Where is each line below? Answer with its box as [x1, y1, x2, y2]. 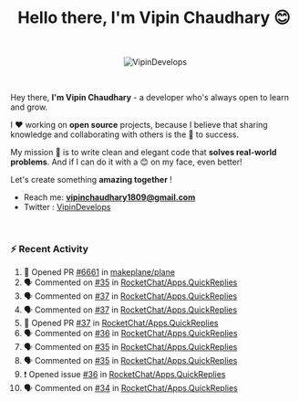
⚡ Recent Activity [10, 242, 89, 255]
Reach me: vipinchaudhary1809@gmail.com [23, 191, 196, 203]
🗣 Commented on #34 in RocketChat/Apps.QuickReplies [23, 382, 238, 393]
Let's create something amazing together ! [10, 174, 172, 185]
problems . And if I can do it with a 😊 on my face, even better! [10, 156, 242, 167]
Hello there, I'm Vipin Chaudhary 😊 [17, 7, 291, 28]
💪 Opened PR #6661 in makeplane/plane [23, 266, 176, 277]
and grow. [10, 101, 48, 112]
